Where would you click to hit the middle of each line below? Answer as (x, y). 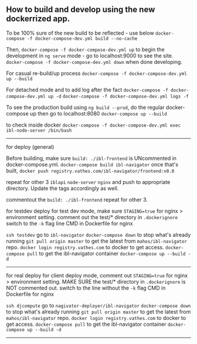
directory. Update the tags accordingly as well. (62, 188)
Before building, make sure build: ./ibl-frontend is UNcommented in (91, 158)
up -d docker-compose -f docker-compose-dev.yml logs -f (118, 96)
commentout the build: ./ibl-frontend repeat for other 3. (77, 199)
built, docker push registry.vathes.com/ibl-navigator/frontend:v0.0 (90, 171)
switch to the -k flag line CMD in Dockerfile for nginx (69, 223)
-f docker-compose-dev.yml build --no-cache (82, 38)
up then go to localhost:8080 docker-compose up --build (98, 113)
